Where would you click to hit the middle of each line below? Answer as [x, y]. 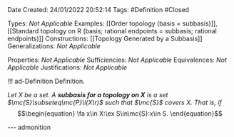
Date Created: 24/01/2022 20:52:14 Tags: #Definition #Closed [98, 10]
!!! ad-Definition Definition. [46, 81]
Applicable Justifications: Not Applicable [67, 67]
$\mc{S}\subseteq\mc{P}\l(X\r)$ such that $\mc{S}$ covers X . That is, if [115, 102]
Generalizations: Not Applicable [54, 46]
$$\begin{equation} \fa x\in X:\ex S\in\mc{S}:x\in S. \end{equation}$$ [120, 114]
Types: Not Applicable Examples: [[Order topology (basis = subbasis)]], [112, 23]
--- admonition [29, 127]
